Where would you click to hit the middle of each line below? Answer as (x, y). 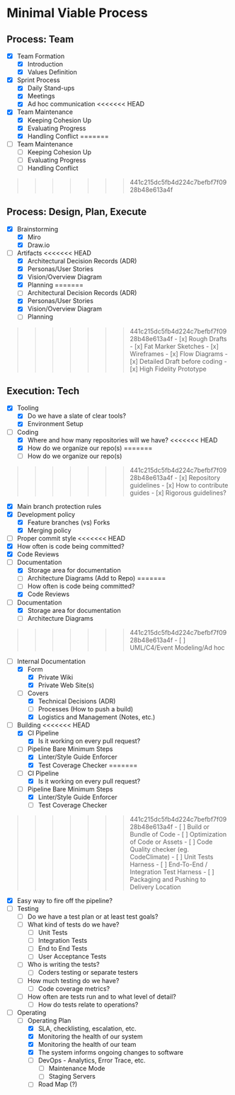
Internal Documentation (51, 661)
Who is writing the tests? (63, 965)
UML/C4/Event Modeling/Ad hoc (177, 647)
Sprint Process (39, 80)
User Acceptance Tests (72, 956)
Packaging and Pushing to (168, 879)
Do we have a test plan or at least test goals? (93, 917)
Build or (198, 827)
